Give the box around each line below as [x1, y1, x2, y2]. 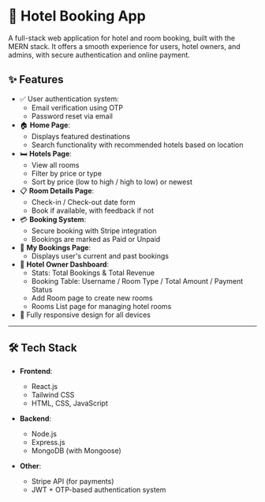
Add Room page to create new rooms [31, 293, 153, 303]
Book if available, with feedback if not [31, 206, 154, 215]
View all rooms [31, 160, 80, 169]
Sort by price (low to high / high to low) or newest [31, 177, 193, 187]
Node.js [31, 428, 58, 438]
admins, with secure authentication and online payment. [8, 50, 191, 59]
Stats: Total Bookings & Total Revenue [31, 268, 155, 277]
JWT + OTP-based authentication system [31, 485, 166, 494]
